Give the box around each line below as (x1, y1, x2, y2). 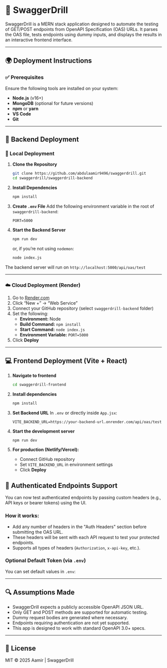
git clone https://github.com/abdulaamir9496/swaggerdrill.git (12, 171, 147, 176)
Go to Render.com (12, 295, 50, 301)
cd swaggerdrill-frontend (12, 382, 66, 387)
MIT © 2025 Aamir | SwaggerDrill (5, 657, 74, 664)
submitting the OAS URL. (12, 529, 64, 535)
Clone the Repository (12, 161, 57, 167)
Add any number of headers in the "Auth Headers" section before (12, 524, 147, 530)
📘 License (5, 644, 36, 653)
